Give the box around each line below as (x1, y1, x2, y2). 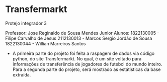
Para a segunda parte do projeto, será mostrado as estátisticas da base (12, 66, 161, 72)
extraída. (12, 71, 31, 77)
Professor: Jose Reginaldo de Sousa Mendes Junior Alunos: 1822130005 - (5, 30, 159, 36)
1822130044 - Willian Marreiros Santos (5, 40, 86, 46)
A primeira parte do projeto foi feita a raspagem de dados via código (12, 50, 155, 56)
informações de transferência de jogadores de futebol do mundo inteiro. (12, 61, 162, 67)
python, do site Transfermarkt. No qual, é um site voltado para (12, 55, 142, 61)
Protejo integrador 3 (5, 20, 47, 26)
